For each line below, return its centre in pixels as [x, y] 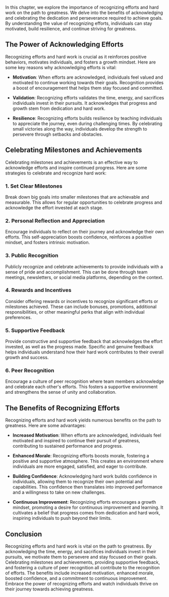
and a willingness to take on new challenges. [59, 492]
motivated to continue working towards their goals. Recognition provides [88, 82]
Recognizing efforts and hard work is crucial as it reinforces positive [76, 56]
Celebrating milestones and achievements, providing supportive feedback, [82, 562]
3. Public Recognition [32, 256]
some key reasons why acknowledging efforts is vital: [61, 67]
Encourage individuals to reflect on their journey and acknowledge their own [84, 232]
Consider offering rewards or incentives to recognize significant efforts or [82, 301]
